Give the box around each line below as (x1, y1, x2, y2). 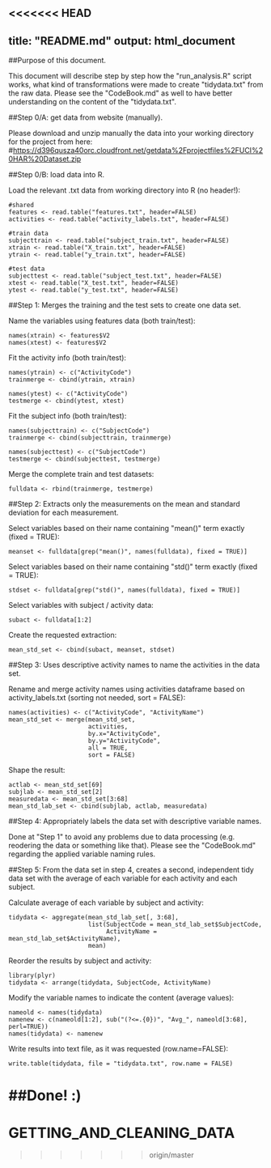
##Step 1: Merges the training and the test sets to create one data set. (8, 300, 241, 310)
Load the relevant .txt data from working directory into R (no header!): (8, 185, 241, 195)
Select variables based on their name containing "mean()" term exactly (8, 524, 245, 533)
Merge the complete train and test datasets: (8, 469, 155, 479)
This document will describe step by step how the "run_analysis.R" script (8, 71, 252, 81)
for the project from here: (8, 137, 93, 147)
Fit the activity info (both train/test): (8, 353, 127, 363)
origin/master (149, 1150, 194, 1160)
